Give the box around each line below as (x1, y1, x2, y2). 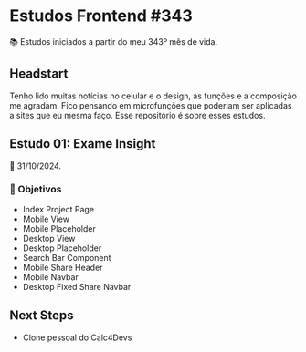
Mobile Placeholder (22, 223, 96, 233)
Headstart (9, 66, 69, 82)
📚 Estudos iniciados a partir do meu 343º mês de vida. (9, 36, 217, 47)
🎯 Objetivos (9, 183, 62, 196)
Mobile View (22, 213, 70, 224)
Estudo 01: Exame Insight (9, 136, 156, 151)
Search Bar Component (22, 252, 111, 263)
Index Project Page (22, 203, 94, 214)
